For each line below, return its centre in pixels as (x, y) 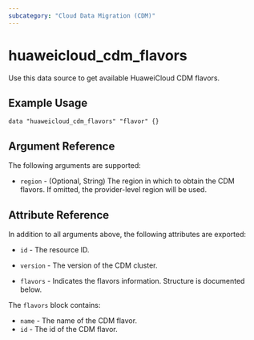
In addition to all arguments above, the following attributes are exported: (127, 234)
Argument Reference (62, 146)
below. (31, 289)
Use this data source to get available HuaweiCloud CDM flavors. (114, 78)
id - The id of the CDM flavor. (69, 329)
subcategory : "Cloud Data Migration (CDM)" (82, 16)
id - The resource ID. (54, 250)
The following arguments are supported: (75, 166)
